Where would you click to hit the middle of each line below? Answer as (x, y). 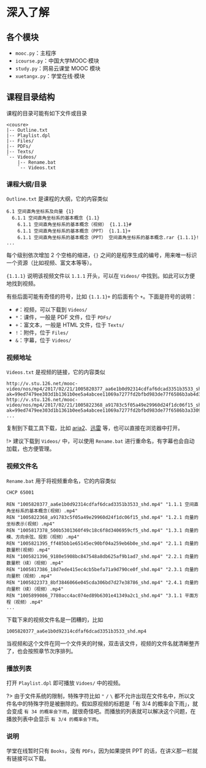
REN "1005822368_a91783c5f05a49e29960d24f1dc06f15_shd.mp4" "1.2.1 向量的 (102, 517)
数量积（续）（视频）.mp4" (35, 563)
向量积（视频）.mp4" (29, 576)
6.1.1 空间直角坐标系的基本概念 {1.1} (56, 218)
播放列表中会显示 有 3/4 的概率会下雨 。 (54, 719)
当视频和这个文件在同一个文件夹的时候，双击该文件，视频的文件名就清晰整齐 (103, 643)
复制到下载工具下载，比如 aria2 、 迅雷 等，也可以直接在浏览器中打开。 (95, 428)
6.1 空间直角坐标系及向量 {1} (40, 212)
